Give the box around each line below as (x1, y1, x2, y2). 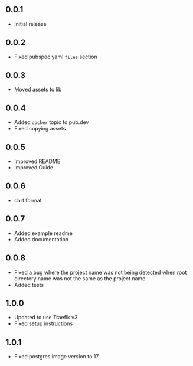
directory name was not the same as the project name (14, 274, 146, 282)
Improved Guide (14, 164, 54, 171)
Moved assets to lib (14, 86, 62, 93)
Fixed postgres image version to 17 (14, 353, 99, 360)
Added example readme (14, 230, 73, 237)
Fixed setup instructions (14, 320, 73, 327)
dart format (14, 197, 42, 204)
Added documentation (14, 236, 69, 243)
